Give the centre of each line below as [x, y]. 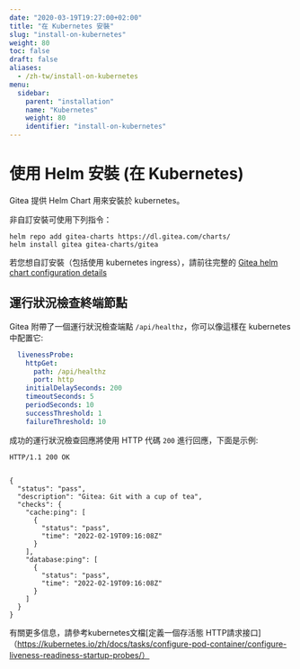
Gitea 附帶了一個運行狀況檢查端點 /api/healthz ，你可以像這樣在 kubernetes [150, 326]
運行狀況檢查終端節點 [68, 303]
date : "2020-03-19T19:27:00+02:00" [76, 18]
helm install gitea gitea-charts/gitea [84, 244]
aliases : [26, 68]
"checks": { [40, 504]
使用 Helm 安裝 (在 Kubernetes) [127, 174]
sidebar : [34, 93]
